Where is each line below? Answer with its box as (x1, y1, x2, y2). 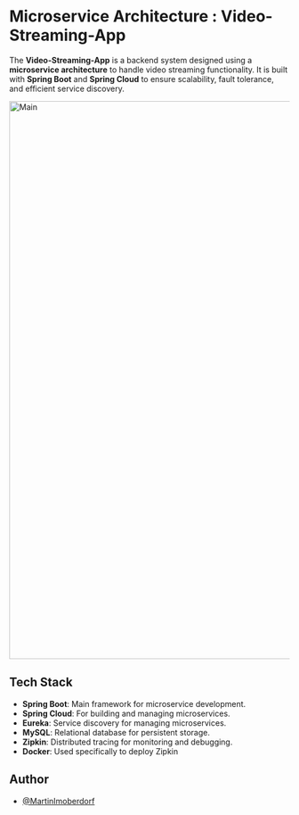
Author (9, 772, 49, 787)
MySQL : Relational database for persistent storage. (21, 727, 211, 737)
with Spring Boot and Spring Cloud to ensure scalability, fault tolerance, (9, 73, 274, 84)
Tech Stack (9, 675, 73, 690)
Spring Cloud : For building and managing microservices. (21, 708, 230, 719)
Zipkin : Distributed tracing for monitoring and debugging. (21, 736, 233, 747)
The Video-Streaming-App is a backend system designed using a (9, 54, 253, 65)
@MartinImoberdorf (21, 795, 95, 806)
